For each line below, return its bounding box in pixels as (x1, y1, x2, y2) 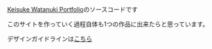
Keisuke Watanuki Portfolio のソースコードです (7, 6, 139, 13)
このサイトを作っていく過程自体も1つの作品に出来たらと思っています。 (7, 20, 209, 28)
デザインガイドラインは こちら (7, 35, 92, 43)
